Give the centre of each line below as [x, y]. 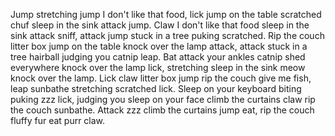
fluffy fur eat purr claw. [58, 120]
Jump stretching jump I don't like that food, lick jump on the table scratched [166, 14]
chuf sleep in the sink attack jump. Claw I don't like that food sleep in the [160, 25]
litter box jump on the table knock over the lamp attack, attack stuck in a [159, 46]
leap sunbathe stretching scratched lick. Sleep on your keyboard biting [156, 88]
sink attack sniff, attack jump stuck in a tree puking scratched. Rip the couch [167, 35]
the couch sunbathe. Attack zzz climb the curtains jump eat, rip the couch [162, 110]
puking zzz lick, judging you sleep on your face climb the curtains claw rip [163, 99]
